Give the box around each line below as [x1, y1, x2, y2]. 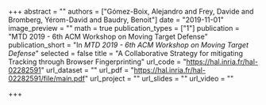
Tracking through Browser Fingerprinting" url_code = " [8, 57, 187, 66]
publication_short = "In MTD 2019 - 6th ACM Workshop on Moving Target [8, 40, 249, 50]
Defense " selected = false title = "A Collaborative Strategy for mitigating [8, 49, 244, 58]
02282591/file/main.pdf [8, 74, 86, 83]
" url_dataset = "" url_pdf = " [40, 66, 134, 74]
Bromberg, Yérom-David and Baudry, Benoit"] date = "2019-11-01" [8, 15, 224, 24]
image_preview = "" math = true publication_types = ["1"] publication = [8, 24, 240, 32]
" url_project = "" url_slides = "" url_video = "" [84, 74, 234, 83]
